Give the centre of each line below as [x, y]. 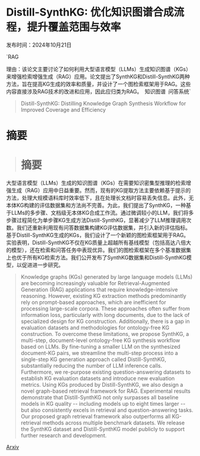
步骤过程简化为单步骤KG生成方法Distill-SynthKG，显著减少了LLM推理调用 [96, 220]
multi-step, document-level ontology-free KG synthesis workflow [100, 340]
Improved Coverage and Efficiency [63, 110]
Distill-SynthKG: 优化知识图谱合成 [90, 12]
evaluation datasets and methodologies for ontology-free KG [95, 328]
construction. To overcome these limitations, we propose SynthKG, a [105, 334]
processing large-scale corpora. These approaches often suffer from [105, 309]
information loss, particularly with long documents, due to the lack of [105, 315]
